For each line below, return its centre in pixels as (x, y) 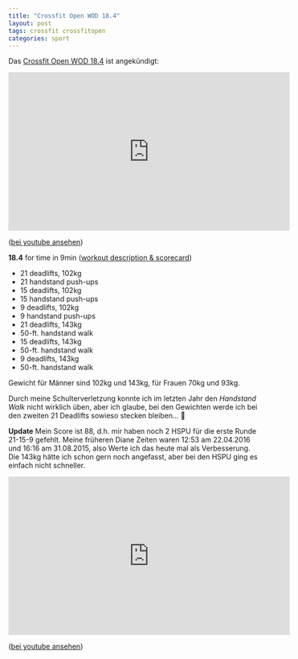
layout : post (30, 23)
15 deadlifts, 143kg (51, 342)
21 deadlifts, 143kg (51, 325)
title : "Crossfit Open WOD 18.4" (64, 16)
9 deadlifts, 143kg (49, 359)
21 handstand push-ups (59, 282)
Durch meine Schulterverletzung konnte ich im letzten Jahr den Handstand (133, 398)
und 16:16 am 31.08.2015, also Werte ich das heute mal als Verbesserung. (129, 448)
